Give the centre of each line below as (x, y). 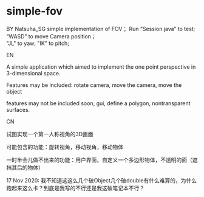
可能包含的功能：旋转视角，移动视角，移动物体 (65, 147)
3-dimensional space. (33, 73)
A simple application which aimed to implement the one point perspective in (101, 67)
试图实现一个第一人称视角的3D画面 (50, 134)
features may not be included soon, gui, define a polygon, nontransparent (98, 103)
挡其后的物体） (25, 167)
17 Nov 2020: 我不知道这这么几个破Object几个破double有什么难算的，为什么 (102, 180)
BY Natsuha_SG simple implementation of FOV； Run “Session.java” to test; (101, 29)
